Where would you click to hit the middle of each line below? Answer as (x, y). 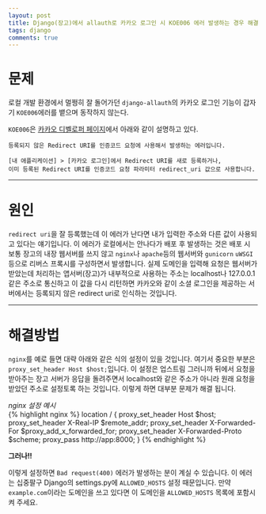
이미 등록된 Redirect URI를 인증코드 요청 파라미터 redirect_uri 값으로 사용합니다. (132, 170)
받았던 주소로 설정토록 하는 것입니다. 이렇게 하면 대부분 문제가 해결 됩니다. (122, 389)
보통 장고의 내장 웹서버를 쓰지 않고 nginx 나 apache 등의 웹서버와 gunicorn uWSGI (131, 254)
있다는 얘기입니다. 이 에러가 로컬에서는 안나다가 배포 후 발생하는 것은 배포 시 (133, 244)
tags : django (30, 30)
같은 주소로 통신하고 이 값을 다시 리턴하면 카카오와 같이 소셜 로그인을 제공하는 (127, 283)
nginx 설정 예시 (32, 406)
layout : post (30, 15)
